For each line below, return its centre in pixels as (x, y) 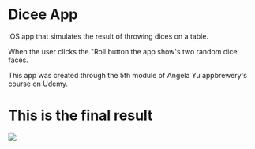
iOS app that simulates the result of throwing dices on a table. (109, 36)
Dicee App (43, 15)
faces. (19, 60)
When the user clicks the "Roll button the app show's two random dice (123, 51)
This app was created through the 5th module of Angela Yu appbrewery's (127, 75)
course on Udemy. (38, 84)
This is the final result (81, 115)
